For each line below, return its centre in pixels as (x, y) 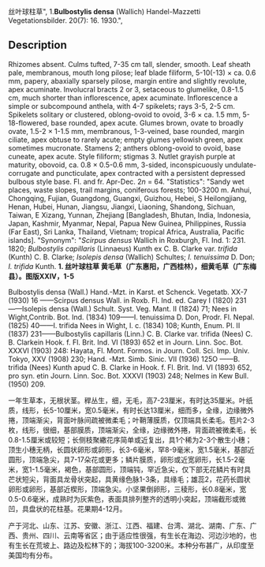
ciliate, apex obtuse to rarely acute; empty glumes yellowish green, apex (125, 140)
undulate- (241, 165)
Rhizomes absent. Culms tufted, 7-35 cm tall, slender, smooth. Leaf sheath (129, 64)
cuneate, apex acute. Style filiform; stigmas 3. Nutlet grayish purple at (121, 156)
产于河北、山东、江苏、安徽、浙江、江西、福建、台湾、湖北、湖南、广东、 (129, 525)
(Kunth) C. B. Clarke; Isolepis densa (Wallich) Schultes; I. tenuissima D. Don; (132, 257)
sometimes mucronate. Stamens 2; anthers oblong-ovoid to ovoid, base (125, 147)
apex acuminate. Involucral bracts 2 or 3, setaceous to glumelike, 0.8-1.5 (126, 89)
